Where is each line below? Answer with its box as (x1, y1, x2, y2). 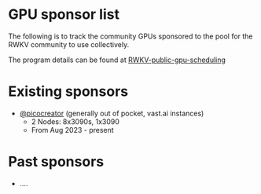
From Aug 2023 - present (31, 125, 114, 134)
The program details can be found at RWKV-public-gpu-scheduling (8, 55, 226, 64)
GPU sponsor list (8, 5, 120, 24)
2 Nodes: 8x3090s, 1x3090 (31, 116, 120, 126)
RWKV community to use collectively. (8, 39, 130, 49)
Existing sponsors (8, 82, 128, 101)
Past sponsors (8, 153, 105, 170)
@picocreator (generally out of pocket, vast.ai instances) (19, 108, 204, 118)
